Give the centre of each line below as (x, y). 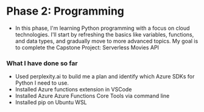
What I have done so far (42, 63)
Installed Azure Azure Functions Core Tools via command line (92, 96)
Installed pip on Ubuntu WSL (51, 102)
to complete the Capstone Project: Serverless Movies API (87, 47)
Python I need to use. (42, 83)
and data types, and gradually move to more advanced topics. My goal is (107, 41)
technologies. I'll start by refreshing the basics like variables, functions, (104, 34)
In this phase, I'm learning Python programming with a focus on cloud (102, 28)
